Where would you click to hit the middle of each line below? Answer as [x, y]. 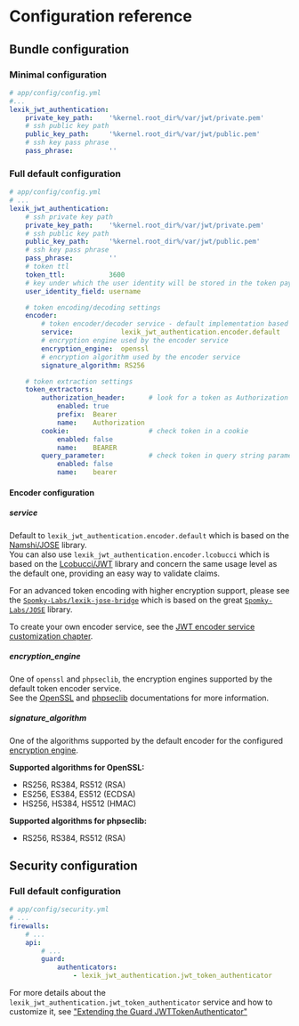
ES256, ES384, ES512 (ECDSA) [79, 794]
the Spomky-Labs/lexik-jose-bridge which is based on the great [126, 600]
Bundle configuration [69, 49]
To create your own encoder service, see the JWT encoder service [132, 626]
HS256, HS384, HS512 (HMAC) [79, 804]
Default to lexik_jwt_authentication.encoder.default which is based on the [149, 535]
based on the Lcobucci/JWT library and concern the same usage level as [143, 563]
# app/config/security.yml [59, 909]
